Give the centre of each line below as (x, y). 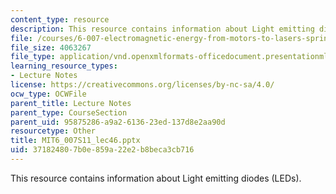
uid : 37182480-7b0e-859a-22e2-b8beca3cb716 (102, 150)
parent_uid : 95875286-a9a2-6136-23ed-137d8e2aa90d (118, 122)
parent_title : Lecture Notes (71, 103)
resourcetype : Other (53, 131)
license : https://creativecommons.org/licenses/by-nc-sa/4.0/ (142, 85)
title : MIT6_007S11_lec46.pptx (75, 141)
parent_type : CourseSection (69, 112)
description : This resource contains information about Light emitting (162, 29)
